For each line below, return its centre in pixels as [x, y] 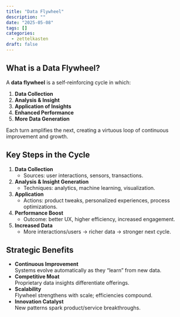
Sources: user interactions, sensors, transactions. [83, 175]
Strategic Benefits [40, 250]
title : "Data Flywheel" [35, 11]
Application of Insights [43, 106]
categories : [21, 34]
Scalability [28, 289]
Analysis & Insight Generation [52, 181]
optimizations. [40, 206]
